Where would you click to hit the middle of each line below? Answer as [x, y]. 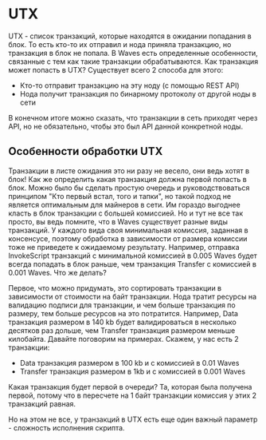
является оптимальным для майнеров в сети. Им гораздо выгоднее [124, 204]
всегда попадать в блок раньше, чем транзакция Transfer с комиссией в [133, 264]
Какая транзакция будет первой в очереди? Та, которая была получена [130, 386]
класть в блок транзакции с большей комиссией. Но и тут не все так [126, 213]
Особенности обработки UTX [86, 151]
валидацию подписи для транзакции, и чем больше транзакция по [122, 305]
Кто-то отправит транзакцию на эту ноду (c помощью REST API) [130, 85]
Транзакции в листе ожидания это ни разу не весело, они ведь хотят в [129, 170]
